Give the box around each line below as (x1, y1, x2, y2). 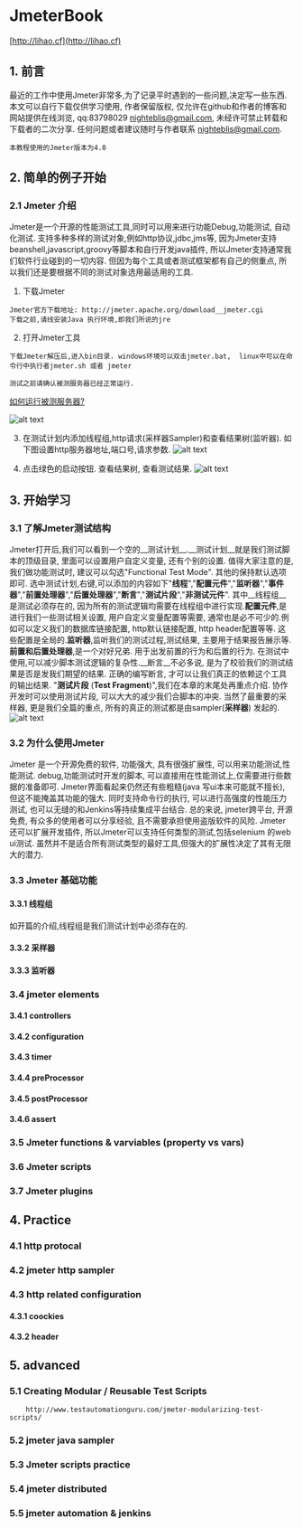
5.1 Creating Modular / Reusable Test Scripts (9, 1384, 207, 1397)
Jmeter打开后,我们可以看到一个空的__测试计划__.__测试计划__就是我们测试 (9, 544, 282, 555)
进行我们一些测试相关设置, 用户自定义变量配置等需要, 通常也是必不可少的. (9, 612, 281, 623)
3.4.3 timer (9, 1052, 52, 1062)
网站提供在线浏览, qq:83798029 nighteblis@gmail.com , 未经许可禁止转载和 (9, 112, 288, 123)
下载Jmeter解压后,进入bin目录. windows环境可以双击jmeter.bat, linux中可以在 (9, 352, 287, 362)
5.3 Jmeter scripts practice (9, 1457, 131, 1470)
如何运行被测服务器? (9, 396, 86, 407)
